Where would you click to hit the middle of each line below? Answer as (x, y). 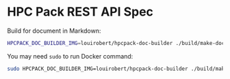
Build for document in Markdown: (54, 31)
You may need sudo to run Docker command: (70, 56)
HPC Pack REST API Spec (80, 12)
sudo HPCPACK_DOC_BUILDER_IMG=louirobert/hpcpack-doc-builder (98, 69)
